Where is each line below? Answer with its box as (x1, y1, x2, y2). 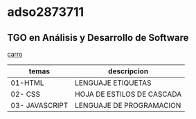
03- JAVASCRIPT (10, 101, 69, 110)
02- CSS (10, 89, 40, 99)
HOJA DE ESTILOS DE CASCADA (75, 89, 182, 99)
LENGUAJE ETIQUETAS (75, 78, 152, 87)
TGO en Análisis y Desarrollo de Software (7, 32, 189, 44)
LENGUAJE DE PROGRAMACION (75, 101, 181, 110)
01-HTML (10, 78, 44, 87)
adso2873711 (7, 4, 84, 20)
